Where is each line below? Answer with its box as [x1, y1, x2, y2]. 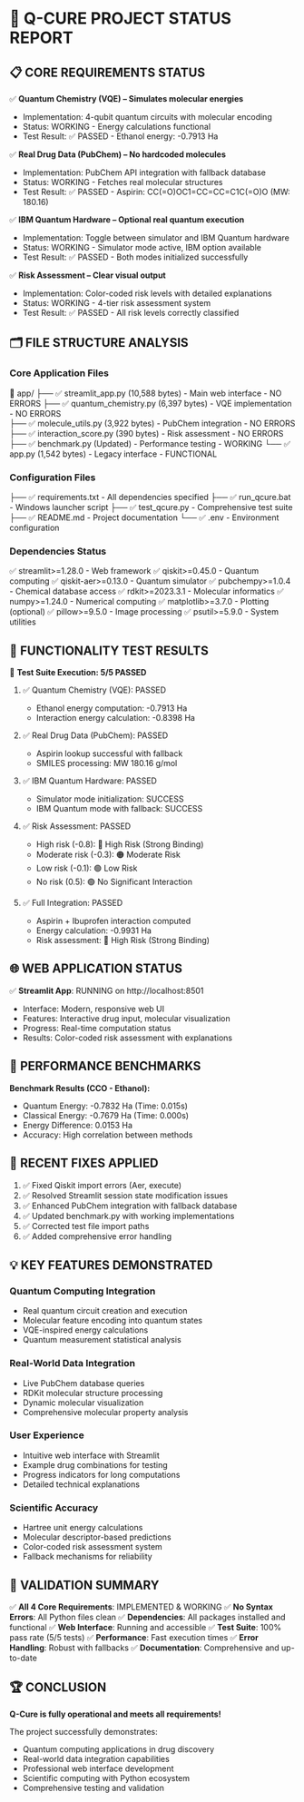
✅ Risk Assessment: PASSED [22, 821, 132, 832]
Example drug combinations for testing [22, 1459, 168, 1470]
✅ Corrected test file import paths [22, 1220, 150, 1231]
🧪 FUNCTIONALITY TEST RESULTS [9, 643, 209, 658]
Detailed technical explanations [22, 1479, 141, 1490]
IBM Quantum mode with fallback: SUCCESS [35, 803, 203, 814]
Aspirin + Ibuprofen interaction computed [35, 916, 191, 927]
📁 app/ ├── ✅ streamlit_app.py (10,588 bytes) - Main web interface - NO [9, 388, 282, 399]
